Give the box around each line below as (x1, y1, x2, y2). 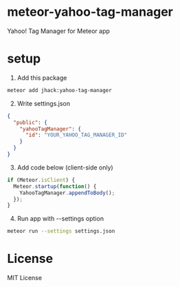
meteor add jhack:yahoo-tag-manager (7, 87, 112, 93)
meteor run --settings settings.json (7, 228, 115, 235)
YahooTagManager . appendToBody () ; (19, 190, 115, 196)
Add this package (16, 73, 67, 82)
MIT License (7, 274, 43, 282)
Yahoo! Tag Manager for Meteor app (7, 27, 110, 35)
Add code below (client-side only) (16, 163, 113, 172)
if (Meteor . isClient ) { (7, 176, 76, 183)
